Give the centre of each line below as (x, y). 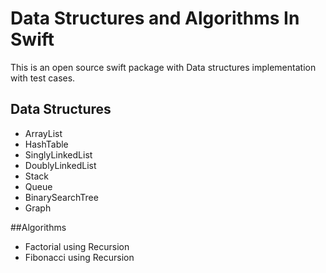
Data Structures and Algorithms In (155, 18)
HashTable (46, 144)
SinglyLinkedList (58, 154)
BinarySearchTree (61, 197)
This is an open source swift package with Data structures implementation (163, 67)
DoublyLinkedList (60, 165)
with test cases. (43, 78)
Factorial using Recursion (77, 246)
